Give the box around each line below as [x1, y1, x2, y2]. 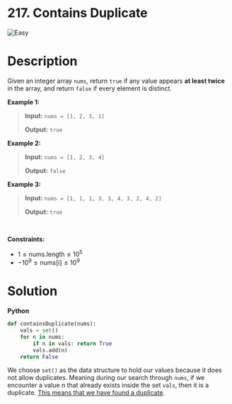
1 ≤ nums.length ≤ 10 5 [17, 248, 83, 258]
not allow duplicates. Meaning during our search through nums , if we [7, 374, 205, 382]
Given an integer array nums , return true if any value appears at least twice [7, 76, 225, 85]
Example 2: [7, 139, 41, 147]
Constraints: [7, 235, 45, 243]
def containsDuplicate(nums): [7, 321, 97, 328]
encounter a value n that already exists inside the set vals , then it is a [7, 381, 209, 390]
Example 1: [7, 98, 40, 106]
